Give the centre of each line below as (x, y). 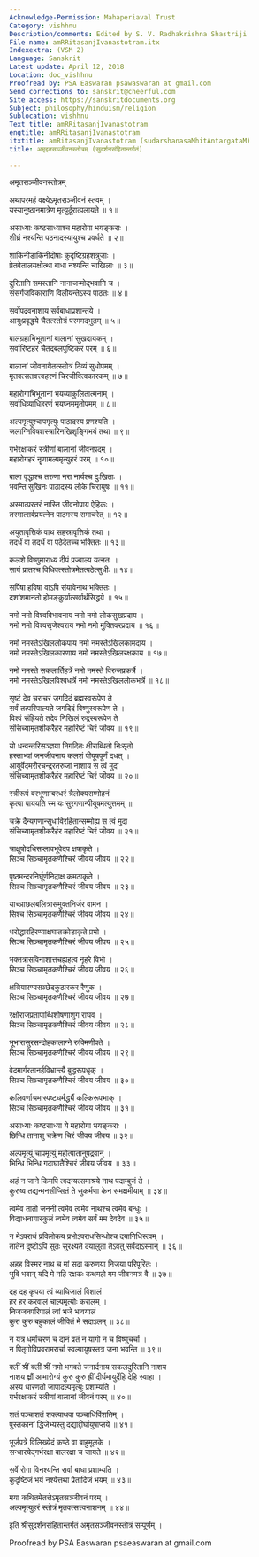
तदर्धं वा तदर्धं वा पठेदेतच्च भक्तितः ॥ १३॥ (67, 542)
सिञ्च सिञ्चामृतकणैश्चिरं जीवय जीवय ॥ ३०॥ (72, 1080)
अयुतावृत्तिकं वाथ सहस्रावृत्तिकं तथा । (60, 531)
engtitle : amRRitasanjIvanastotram (75, 133)
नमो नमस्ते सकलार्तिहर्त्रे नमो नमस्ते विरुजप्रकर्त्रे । (76, 670)
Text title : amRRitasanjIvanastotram (79, 125)
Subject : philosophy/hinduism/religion (83, 108)
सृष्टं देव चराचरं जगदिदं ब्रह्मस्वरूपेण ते (61, 698)
